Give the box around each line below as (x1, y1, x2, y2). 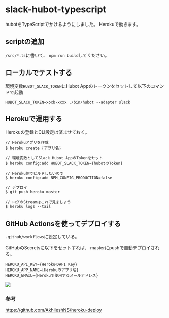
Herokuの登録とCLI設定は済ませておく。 (5, 129, 90, 135)
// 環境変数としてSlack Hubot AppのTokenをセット (5, 156, 103, 161)
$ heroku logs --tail (5, 204, 51, 209)
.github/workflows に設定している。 (5, 234, 80, 240)
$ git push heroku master (5, 190, 60, 195)
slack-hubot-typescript (5, 4, 107, 15)
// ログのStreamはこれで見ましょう (5, 200, 71, 205)
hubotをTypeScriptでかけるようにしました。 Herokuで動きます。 (5, 21, 141, 27)
